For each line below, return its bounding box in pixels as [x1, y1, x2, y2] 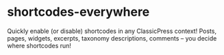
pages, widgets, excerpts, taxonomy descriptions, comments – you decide [7, 34, 217, 42]
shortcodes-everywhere [7, 4, 150, 20]
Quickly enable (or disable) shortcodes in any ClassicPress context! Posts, [7, 27, 217, 35]
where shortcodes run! [7, 41, 72, 49]
